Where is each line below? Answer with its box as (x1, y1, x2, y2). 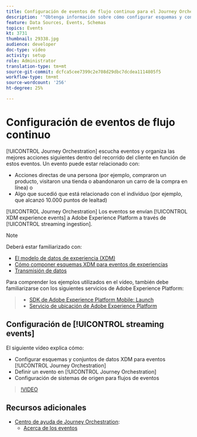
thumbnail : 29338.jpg (6, 36, 59, 42)
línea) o (14, 184, 33, 191)
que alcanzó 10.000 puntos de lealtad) (14, 196, 107, 204)
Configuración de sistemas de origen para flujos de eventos (14, 374, 159, 381)
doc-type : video (6, 47, 46, 53)
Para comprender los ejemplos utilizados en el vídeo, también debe (6, 278, 169, 285)
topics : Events (6, 25, 43, 31)
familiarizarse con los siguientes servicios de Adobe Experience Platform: (6, 285, 184, 292)
